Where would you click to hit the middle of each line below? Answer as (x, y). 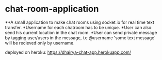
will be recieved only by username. (40, 43)
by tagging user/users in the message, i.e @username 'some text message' (81, 38)
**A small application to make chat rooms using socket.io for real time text (80, 22)
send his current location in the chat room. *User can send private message (81, 32)
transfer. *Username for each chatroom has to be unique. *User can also (78, 27)
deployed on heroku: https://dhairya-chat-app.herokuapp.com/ (68, 52)
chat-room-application (52, 9)
